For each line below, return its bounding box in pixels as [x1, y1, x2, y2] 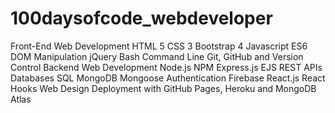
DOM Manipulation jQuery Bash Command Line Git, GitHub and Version [10, 50, 304, 62]
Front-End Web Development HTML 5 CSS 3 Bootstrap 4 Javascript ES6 [10, 40, 308, 52]
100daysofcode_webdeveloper [10, 7, 273, 30]
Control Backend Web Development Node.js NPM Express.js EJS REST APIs [10, 61, 323, 73]
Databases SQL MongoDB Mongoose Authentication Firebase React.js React [10, 72, 326, 84]
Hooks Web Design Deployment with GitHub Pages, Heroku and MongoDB [10, 82, 317, 94]
